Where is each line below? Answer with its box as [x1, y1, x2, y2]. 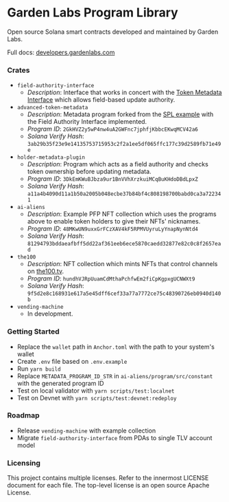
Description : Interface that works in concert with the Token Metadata [27, 88, 222, 97]
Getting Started [7, 327, 60, 336]
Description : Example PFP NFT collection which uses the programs [27, 210, 217, 218]
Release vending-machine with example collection [16, 426, 156, 435]
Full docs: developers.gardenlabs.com [7, 48, 115, 56]
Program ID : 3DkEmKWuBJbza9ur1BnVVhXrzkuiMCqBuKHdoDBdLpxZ [27, 175, 199, 183]
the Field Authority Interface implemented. [27, 118, 147, 126]
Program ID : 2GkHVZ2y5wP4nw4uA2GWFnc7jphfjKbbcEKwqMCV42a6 [27, 125, 199, 133]
